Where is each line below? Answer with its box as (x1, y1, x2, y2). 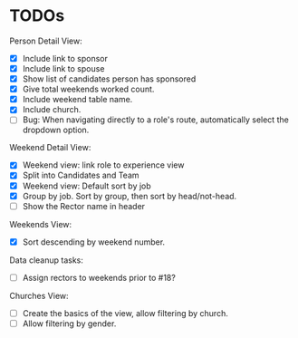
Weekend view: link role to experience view (22, 159, 185, 170)
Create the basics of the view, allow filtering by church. (22, 307, 228, 318)
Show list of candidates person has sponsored (22, 73, 197, 84)
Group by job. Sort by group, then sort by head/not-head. (22, 190, 237, 201)
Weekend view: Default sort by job (22, 180, 151, 191)
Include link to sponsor (22, 53, 109, 63)
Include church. (22, 104, 82, 115)
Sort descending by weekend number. (22, 237, 166, 247)
